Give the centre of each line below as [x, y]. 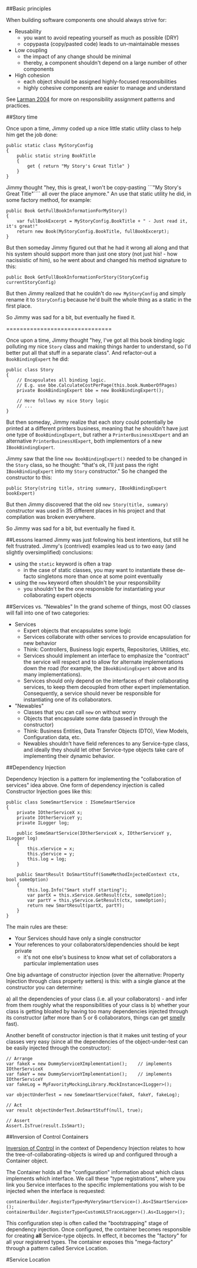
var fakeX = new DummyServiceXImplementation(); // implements [89, 1064]
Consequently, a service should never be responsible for [92, 693]
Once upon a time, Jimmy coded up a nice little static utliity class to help [94, 128]
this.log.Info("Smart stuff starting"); [77, 890]
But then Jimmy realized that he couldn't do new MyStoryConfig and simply [96, 293]
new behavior [40, 643]
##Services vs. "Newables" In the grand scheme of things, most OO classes [98, 607]
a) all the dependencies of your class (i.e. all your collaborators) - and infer [97, 999]
